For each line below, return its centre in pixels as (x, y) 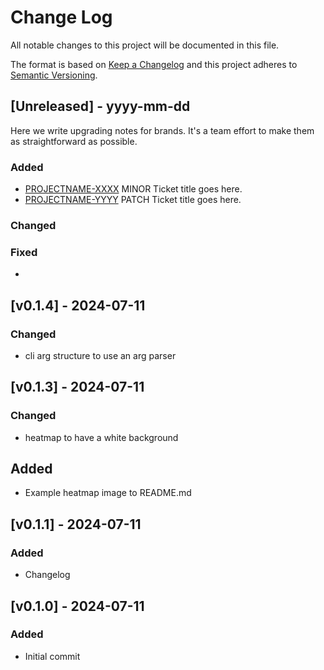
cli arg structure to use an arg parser (100, 355)
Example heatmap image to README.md (108, 493)
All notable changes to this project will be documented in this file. (145, 45)
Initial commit (52, 656)
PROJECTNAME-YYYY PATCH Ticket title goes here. (133, 200)
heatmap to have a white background (101, 437)
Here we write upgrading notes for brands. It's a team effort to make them (162, 130)
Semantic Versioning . (54, 75)
